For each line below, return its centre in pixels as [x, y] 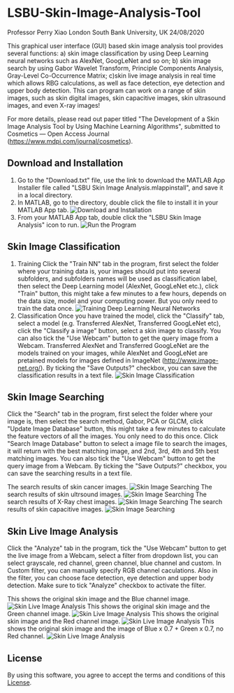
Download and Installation [65, 163]
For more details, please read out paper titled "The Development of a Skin [114, 119]
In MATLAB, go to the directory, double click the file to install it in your [118, 202]
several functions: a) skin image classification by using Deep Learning [108, 53]
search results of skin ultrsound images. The [107, 494]
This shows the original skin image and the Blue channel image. [99, 599]
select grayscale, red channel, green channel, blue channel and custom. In [115, 563]
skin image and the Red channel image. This [111, 622]
